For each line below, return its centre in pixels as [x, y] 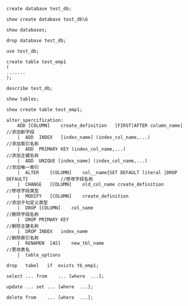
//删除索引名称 [23, 238]
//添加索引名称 [23, 144]
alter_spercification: [35, 120]
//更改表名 [18, 250]
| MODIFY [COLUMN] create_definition [73, 196]
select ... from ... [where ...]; [55, 276]
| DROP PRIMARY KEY [43, 220]
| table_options [39, 255]
